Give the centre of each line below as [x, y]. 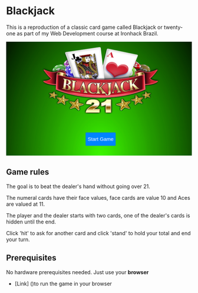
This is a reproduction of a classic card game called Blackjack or [85, 27]
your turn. [18, 239]
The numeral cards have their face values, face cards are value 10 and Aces [98, 197]
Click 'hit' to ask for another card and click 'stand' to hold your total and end [98, 233]
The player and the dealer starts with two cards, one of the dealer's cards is [98, 215]
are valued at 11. [26, 204]
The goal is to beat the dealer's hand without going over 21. [78, 186]
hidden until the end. [31, 222]
